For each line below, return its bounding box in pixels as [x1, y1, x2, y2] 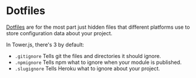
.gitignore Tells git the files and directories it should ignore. [14, 52, 161, 59]
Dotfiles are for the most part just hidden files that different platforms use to [6, 23, 190, 30]
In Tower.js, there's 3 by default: [6, 41, 84, 48]
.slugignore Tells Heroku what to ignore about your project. [14, 65, 161, 72]
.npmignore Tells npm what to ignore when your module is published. [14, 59, 182, 66]
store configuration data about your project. [6, 29, 113, 36]
